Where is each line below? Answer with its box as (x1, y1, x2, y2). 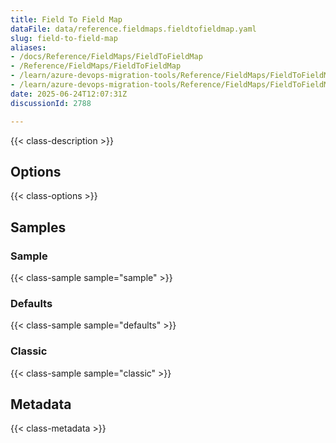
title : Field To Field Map (10, 14, 123, 25)
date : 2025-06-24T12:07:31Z (10, 89, 128, 99)
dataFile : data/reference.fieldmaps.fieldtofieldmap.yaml (10, 24, 257, 34)
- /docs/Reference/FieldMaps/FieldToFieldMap (10, 52, 203, 62)
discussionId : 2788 (10, 98, 92, 108)
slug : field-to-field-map (10, 33, 118, 43)
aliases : (10, 42, 47, 53)
